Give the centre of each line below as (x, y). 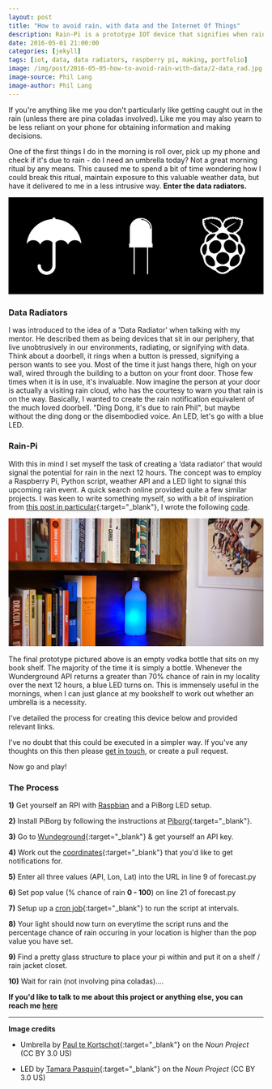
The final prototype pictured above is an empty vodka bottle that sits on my (134, 659)
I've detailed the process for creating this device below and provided (123, 717)
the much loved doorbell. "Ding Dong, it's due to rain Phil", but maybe (124, 408)
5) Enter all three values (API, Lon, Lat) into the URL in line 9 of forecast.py (132, 876)
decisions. (25, 136)
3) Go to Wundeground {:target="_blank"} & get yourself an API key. (121, 837)
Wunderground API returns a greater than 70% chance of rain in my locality (134, 676)
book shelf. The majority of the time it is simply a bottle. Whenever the (125, 667)
